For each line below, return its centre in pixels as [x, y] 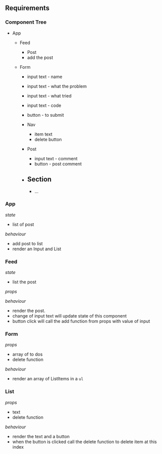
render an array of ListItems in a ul [48, 379]
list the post [24, 282]
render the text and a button [41, 436]
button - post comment [58, 164]
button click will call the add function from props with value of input [81, 321]
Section [39, 179]
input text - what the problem [57, 86]
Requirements [27, 8]
